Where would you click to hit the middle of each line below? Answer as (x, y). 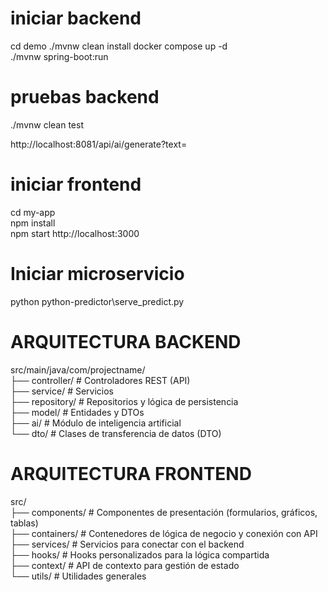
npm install (33, 223)
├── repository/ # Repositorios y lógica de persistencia (124, 401)
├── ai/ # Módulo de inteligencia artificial (96, 423)
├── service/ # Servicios (62, 391)
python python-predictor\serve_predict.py (97, 301)
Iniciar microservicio (97, 274)
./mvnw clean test (47, 124)
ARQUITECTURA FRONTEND (131, 473)
